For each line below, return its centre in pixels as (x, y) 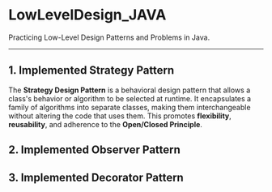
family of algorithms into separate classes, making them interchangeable (130, 107)
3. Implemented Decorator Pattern (96, 177)
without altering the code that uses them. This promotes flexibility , (120, 116)
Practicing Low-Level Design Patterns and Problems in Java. (109, 37)
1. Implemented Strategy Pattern (91, 70)
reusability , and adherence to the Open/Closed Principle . (105, 124)
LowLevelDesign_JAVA (87, 15)
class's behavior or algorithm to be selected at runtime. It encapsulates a (130, 98)
